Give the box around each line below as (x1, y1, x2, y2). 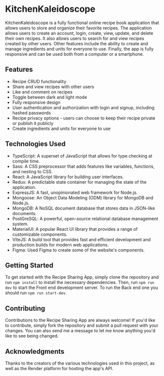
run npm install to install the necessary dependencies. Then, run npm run (5, 280, 155, 285)
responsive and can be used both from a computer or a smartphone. (5, 51, 144, 57)
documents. (12, 210, 37, 216)
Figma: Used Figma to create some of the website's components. (12, 247, 145, 253)
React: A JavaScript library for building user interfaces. (12, 174, 124, 180)
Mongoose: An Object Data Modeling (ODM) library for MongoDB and (12, 194, 154, 200)
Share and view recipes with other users (12, 84, 95, 90)
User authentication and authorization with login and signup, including (12, 104, 155, 110)
